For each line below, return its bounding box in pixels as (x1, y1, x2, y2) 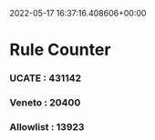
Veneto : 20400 (9, 96, 81, 109)
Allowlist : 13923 (9, 120, 85, 133)
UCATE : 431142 (9, 72, 82, 85)
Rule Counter (9, 40, 111, 60)
